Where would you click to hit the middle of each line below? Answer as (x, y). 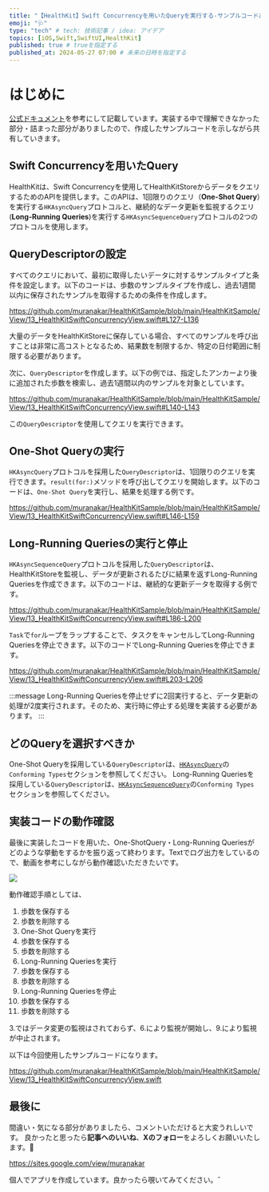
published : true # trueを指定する (63, 46)
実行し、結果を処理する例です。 (146, 492)
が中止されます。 (37, 1038)
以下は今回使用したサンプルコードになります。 (85, 1055)
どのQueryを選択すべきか (72, 743)
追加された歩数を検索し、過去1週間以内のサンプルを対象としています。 (132, 382)
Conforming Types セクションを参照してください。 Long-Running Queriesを (132, 774)
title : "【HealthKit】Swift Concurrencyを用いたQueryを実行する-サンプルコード (134, 16)
